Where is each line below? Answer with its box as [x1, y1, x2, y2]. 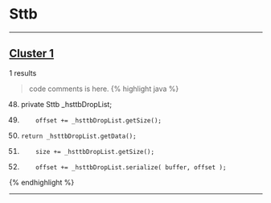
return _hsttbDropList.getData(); [20, 132, 137, 140]
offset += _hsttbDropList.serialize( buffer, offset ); [35, 163, 227, 172]
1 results [9, 68, 37, 77]
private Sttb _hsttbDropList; [20, 99, 112, 109]
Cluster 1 [9, 47, 55, 60]
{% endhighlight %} [9, 177, 75, 187]
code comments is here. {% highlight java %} [28, 84, 179, 93]
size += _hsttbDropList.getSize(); [35, 147, 155, 155]
